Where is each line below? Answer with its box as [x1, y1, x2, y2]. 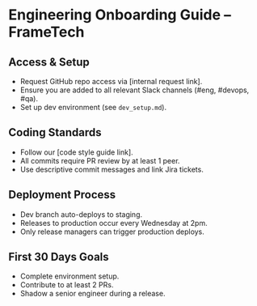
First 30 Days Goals [8, 250, 109, 264]
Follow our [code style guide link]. [19, 147, 133, 157]
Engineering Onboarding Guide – [8, 6, 232, 24]
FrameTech [8, 23, 85, 41]
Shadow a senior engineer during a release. [19, 289, 166, 299]
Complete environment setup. [19, 271, 120, 281]
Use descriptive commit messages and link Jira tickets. [19, 164, 204, 174]
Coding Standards [8, 125, 102, 139]
